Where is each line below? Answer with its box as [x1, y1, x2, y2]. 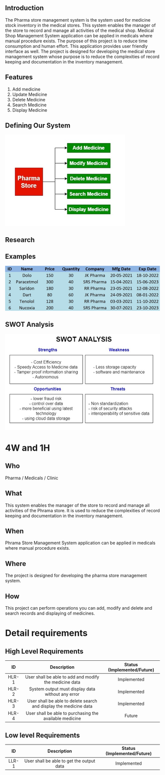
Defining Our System [5, 122, 71, 130]
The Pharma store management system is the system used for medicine [5, 17, 151, 23]
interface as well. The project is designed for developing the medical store [5, 48, 156, 54]
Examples [5, 252, 36, 261]
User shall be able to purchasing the [26, 710, 99, 716]
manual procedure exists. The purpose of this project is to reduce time [5, 38, 148, 44]
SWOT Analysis [5, 320, 54, 329]
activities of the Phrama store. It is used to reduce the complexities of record [5, 507, 160, 513]
